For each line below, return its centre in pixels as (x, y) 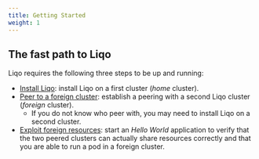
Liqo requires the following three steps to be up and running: (106, 73)
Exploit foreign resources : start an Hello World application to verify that (134, 130)
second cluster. (56, 121)
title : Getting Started (47, 15)
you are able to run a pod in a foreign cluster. (92, 146)
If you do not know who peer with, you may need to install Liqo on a (140, 114)
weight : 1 (24, 23)
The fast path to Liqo (60, 54)
